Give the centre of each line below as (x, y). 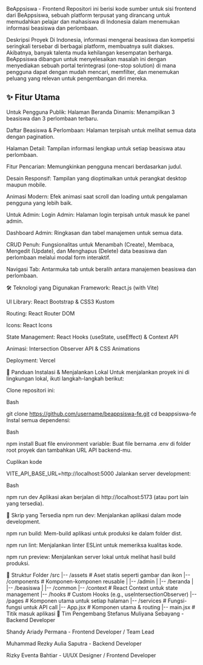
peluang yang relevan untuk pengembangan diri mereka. (77, 78)
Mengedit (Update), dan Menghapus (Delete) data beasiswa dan (87, 251)
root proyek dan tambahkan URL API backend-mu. (69, 450)
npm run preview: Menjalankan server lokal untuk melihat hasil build (91, 557)
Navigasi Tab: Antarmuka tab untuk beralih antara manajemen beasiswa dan (101, 269)
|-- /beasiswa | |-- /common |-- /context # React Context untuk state (92, 587)
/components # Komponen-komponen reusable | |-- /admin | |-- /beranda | (100, 581)
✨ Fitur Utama (33, 97)
